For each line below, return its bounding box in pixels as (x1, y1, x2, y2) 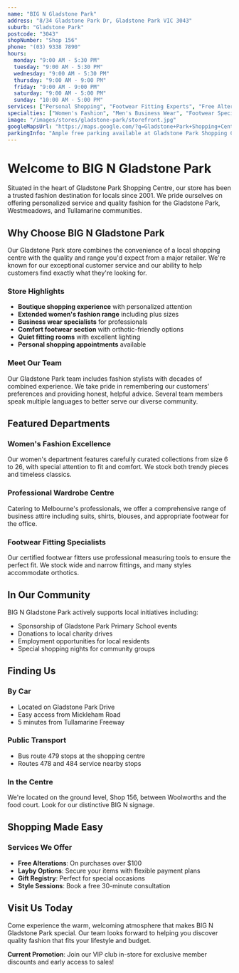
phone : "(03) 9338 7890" (7, 43, 81, 51)
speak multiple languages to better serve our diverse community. (7, 396, 198, 406)
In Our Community (7, 589, 91, 601)
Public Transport (7, 735, 67, 745)
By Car (7, 686, 31, 696)
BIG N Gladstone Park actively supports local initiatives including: (7, 608, 199, 616)
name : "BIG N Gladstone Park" (7, 10, 97, 18)
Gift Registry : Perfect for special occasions (17, 873, 146, 883)
